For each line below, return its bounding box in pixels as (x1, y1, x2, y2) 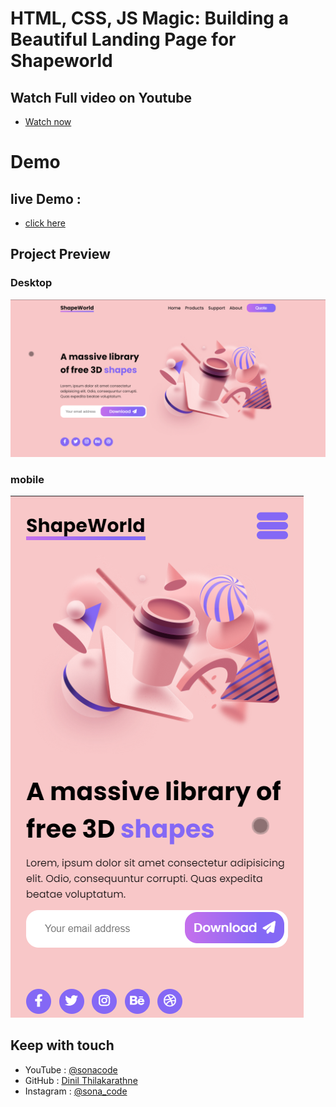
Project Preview (10, 246, 111, 263)
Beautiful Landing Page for (10, 28, 237, 51)
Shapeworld (10, 50, 113, 72)
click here (24, 217, 66, 229)
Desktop (10, 276, 53, 290)
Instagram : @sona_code (24, 1085, 128, 1097)
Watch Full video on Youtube (10, 89, 193, 106)
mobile (10, 472, 45, 486)
